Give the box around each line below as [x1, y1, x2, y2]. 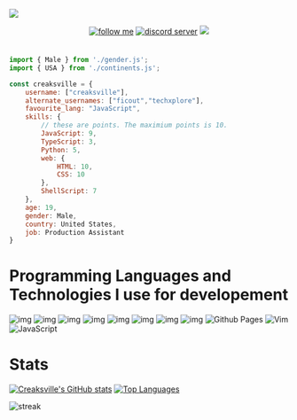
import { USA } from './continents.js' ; [9, 63, 161, 73]
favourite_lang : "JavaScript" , [25, 105, 141, 113]
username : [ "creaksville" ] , [25, 88, 129, 97]
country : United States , [25, 220, 117, 229]
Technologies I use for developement [9, 284, 289, 305]
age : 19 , [25, 203, 58, 212]
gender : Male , [25, 211, 77, 221]
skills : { [25, 113, 62, 121]
